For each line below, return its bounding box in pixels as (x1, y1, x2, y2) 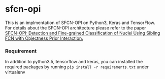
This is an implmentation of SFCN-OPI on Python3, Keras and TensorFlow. (5, 20, 156, 26)
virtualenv (5, 69, 26, 75)
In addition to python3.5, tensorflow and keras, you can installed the (5, 59, 143, 65)
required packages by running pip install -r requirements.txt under (5, 64, 149, 70)
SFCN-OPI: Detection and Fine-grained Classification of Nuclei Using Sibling (5, 30, 161, 36)
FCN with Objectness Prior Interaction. (5, 35, 83, 41)
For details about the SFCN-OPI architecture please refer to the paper (5, 25, 146, 30)
